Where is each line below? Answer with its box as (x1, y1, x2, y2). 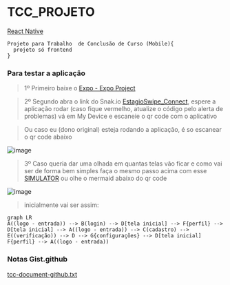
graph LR (7, 215, 32, 222)
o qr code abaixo (23, 132, 72, 141)
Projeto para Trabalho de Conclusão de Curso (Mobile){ (7, 40, 174, 47)
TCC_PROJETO (7, 4, 95, 20)
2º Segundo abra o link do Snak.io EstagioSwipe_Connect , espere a (23, 97, 216, 106)
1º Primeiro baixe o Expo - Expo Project (23, 84, 136, 92)
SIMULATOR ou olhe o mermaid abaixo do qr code (23, 174, 167, 183)
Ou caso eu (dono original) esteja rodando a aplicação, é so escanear (23, 126, 222, 134)
